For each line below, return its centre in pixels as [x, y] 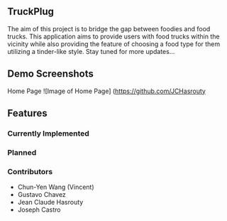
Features [27, 113]
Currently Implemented [49, 133]
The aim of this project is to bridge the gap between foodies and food [109, 28]
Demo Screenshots [50, 74]
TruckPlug [31, 12]
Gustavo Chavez [41, 195]
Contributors [30, 171]
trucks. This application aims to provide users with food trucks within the [113, 36]
